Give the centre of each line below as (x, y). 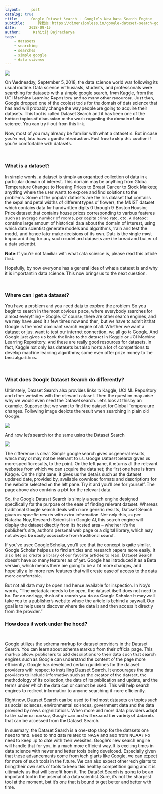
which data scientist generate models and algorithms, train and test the (76, 228)
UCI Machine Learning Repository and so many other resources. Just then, (80, 98)
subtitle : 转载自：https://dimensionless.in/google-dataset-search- (80, 23)
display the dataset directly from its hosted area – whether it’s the (70, 525)
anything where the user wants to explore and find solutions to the (71, 192)
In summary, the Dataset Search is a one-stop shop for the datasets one (77, 730)
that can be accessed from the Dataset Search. (52, 721)
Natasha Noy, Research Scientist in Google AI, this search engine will (74, 520)
